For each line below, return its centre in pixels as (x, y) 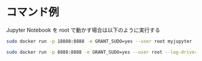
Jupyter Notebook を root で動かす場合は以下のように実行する (83, 30)
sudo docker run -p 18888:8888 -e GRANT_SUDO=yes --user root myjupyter (99, 41)
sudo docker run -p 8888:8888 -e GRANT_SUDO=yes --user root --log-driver (102, 52)
